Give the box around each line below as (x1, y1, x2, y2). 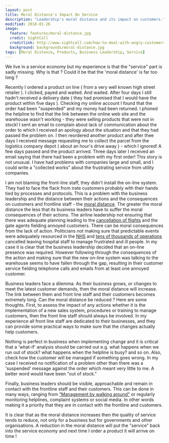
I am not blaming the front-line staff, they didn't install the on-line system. (5, 180, 157, 186)
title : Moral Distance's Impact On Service (5, 12, 98, 17)
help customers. (5, 328, 39, 335)
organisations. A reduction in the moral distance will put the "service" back (5, 422, 160, 428)
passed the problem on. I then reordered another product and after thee (5, 132, 154, 138)
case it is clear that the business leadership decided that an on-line (5, 244, 144, 250)
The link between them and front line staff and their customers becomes (5, 291, 155, 297)
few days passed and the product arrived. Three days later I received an (5, 148, 155, 154)
